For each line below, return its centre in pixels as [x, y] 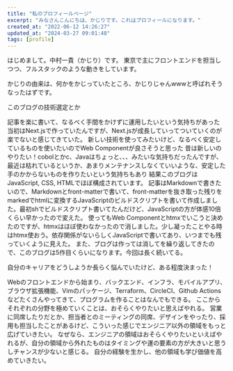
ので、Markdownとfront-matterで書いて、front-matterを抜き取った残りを [118, 191]
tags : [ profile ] [31, 40]
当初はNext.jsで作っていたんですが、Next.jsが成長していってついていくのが [115, 131]
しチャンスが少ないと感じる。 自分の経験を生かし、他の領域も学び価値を [112, 352]
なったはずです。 [31, 93]
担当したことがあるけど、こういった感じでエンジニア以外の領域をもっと [123, 326]
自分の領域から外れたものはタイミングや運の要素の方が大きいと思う [129, 343]
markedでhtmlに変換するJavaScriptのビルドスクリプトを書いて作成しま [110, 200]
